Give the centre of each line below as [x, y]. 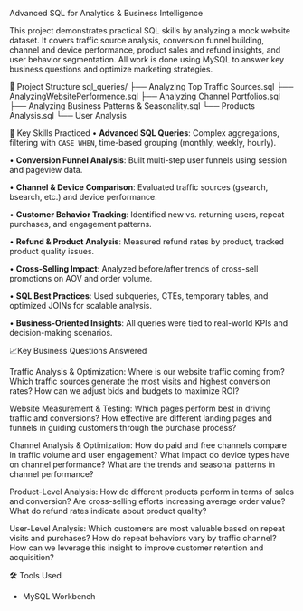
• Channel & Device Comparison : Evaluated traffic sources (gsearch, [139, 187]
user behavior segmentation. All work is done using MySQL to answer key [147, 59]
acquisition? [32, 557]
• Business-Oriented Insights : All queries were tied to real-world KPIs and [149, 323]
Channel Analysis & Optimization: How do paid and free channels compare [148, 445]
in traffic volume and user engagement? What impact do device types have [149, 455]
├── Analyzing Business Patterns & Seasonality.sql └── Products [133, 106]
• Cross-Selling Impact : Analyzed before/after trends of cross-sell [134, 269]
